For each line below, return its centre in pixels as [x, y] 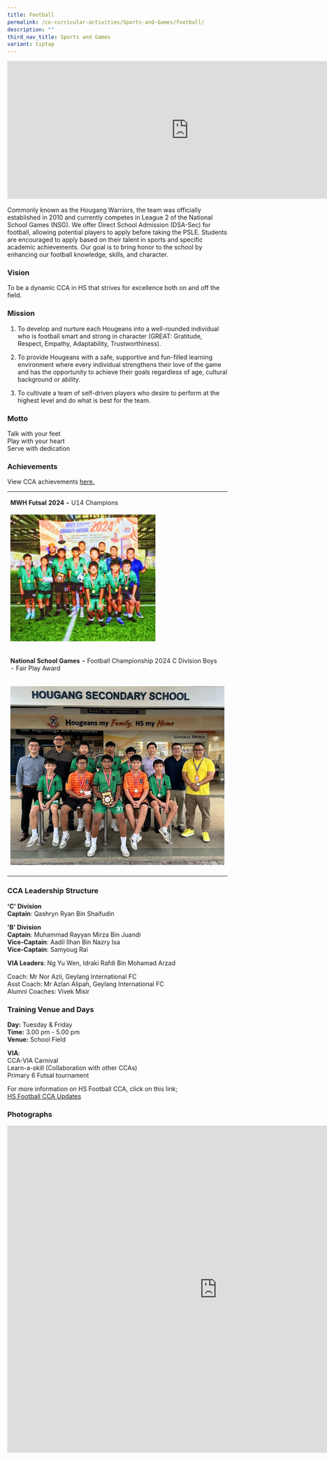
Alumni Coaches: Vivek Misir [49, 991]
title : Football [31, 15]
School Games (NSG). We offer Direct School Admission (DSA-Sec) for [109, 225]
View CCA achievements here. [51, 482]
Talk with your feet [34, 434]
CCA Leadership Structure [53, 891]
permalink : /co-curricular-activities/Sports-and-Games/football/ [106, 22]
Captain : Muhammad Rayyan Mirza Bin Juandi [74, 934]
